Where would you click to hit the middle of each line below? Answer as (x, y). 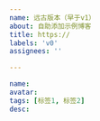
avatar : (24, 92)
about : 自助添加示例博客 (50, 26)
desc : (19, 109)
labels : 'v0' (34, 43)
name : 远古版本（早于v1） (53, 18)
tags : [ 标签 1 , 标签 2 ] (47, 100)
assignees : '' (36, 51)
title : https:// (40, 34)
